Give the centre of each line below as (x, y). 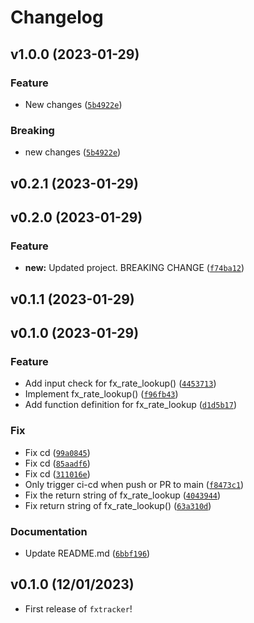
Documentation (49, 531)
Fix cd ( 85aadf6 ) (57, 463)
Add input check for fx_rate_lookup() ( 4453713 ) (120, 383)
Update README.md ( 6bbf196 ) (87, 553)
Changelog (57, 17)
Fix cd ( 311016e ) (57, 473)
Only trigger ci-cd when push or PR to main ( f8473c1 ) (134, 484)
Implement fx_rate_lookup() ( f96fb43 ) (101, 394)
